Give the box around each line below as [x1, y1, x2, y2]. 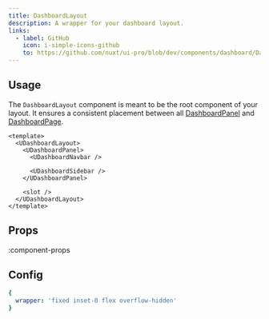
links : [8, 26, 30, 34]
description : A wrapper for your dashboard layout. [8, 19, 184, 27]
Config [8, 269, 43, 282]
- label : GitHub [15, 34, 70, 42]
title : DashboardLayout [8, 11, 88, 20]
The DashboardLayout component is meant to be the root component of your [8, 99, 259, 109]
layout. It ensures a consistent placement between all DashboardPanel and [8, 108, 255, 118]
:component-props [8, 245, 70, 254]
